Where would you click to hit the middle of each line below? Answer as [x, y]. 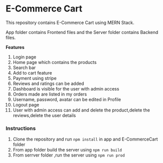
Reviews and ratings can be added [48, 83]
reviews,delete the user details [44, 115]
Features [15, 47]
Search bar [24, 67]
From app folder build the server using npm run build [67, 150]
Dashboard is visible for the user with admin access [66, 88]
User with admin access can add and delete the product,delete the [81, 110]
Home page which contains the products [55, 62]
